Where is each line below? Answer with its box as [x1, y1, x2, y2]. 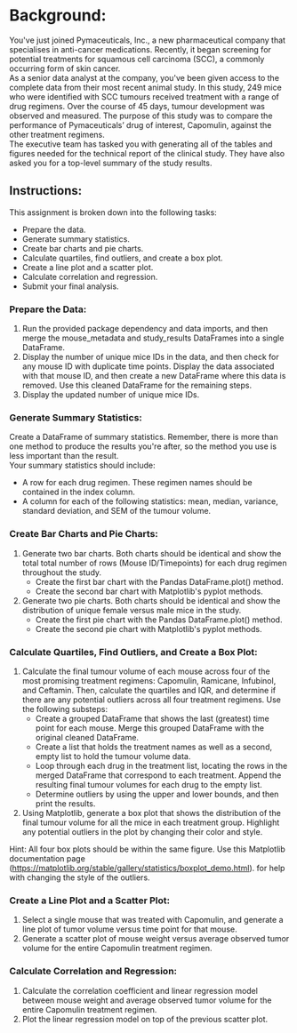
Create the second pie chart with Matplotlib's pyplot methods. [35, 623, 262, 634]
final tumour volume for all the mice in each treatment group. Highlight [21, 817, 280, 828]
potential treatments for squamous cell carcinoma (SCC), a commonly [9, 53, 265, 64]
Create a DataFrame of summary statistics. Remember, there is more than [9, 432, 278, 443]
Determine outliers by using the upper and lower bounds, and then [35, 789, 279, 799]
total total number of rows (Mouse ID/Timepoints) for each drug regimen [21, 557, 287, 568]
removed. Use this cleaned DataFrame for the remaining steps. [21, 380, 252, 391]
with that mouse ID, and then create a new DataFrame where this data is [21, 371, 286, 381]
